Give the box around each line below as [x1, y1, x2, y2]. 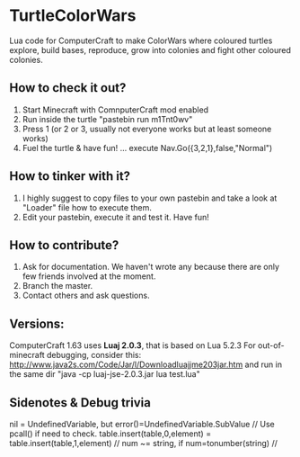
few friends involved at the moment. [22, 271, 156, 282]
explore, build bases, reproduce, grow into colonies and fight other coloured [9, 44, 292, 55]
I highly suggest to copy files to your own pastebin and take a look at [22, 193, 278, 203]
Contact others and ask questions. [22, 290, 150, 301]
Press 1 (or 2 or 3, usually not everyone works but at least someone [22, 123, 272, 134]
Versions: [9, 316, 65, 331]
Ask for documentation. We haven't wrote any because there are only [22, 262, 280, 273]
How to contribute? [9, 237, 119, 253]
